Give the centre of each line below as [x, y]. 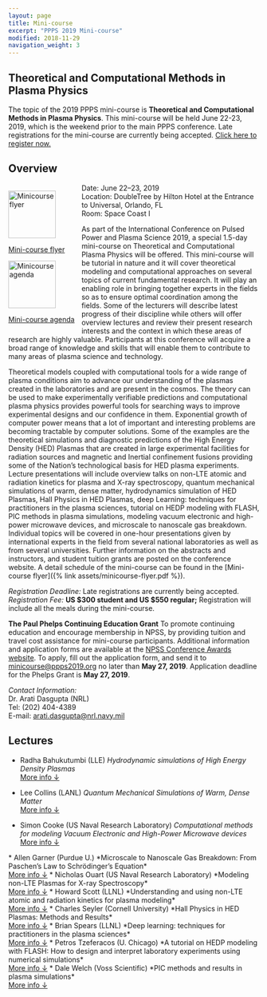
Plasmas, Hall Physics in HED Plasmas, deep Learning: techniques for [122, 499]
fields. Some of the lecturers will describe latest [159, 305]
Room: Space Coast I [116, 213]
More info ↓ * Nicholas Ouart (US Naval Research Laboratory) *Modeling [129, 874]
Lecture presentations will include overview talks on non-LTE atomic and [128, 473]
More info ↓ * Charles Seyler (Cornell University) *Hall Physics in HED [124, 908]
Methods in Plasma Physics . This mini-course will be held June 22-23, [125, 118]
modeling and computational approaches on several [167, 271]
